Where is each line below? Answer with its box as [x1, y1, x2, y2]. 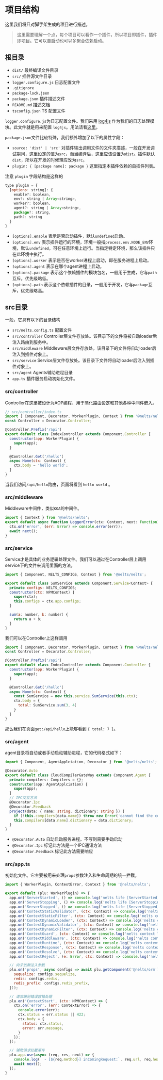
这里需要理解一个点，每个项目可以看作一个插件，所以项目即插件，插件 [16, 32, 158, 37]
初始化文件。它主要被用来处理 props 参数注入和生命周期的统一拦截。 [5, 872, 139, 878]
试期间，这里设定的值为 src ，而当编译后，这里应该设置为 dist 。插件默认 [12, 151, 155, 157]
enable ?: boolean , [14, 192, 51, 197]
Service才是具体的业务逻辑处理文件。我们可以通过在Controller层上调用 [5, 556, 147, 562]
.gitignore [12, 85, 34, 90]
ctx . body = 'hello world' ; [14, 463, 68, 468]
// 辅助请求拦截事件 [9, 1048, 45, 1053]
